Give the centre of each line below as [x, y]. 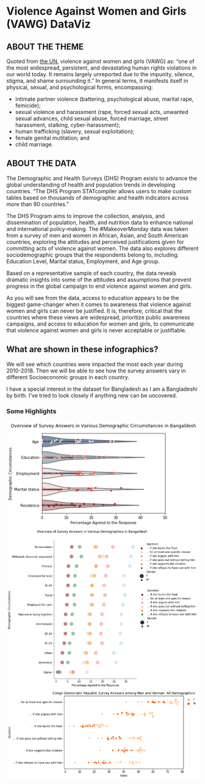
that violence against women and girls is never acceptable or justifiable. [96, 330]
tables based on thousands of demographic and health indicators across [98, 198]
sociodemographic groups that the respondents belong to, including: [93, 255]
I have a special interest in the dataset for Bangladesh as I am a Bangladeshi [102, 389]
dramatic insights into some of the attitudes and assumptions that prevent [99, 279]
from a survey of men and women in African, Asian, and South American [97, 235]
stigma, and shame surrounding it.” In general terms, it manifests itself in [97, 81]
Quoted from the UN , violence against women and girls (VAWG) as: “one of [100, 61]
